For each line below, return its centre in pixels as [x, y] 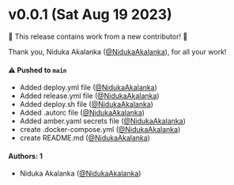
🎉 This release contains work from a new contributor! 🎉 [98, 36]
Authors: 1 [26, 156]
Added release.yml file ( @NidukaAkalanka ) [89, 96]
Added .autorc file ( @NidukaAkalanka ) [82, 113]
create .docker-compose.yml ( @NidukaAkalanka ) [100, 130]
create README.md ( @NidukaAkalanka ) [85, 138]
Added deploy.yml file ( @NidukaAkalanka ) [89, 88]
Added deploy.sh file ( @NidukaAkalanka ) [87, 104]
